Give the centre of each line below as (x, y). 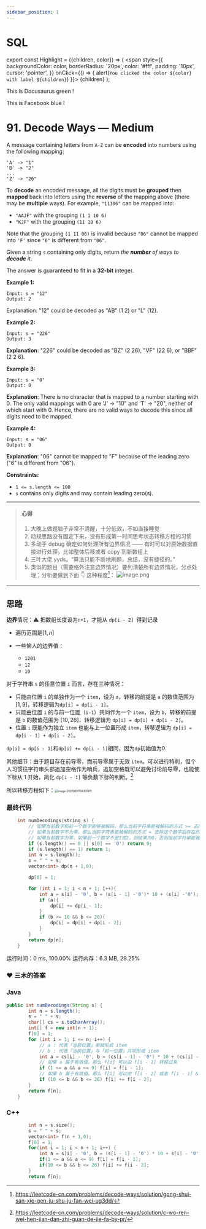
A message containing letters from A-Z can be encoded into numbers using (101, 144)
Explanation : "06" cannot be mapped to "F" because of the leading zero (98, 456)
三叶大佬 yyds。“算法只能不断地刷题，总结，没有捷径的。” (103, 559)
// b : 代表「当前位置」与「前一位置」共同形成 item (99, 1051)
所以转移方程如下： (31, 790)
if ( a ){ (49, 900)
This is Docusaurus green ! (40, 91)
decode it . (19, 258)
